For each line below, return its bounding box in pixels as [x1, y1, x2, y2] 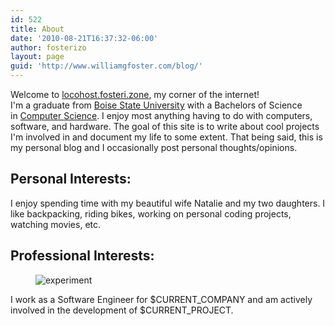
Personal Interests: [10, 171, 132, 188]
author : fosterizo [10, 42, 87, 53]
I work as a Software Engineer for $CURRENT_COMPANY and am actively [10, 293, 313, 305]
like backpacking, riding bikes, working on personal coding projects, [10, 207, 292, 220]
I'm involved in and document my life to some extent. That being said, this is [10, 131, 323, 143]
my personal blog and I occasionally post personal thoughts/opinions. [10, 142, 298, 153]
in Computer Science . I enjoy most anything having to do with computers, [10, 110, 313, 121]
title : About [10, 24, 65, 34]
